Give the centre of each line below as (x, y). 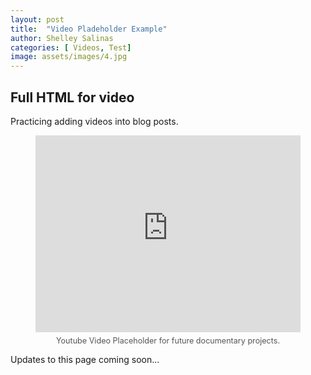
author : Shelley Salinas (62, 38)
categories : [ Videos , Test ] (71, 47)
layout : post (37, 19)
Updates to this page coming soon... (85, 360)
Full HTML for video (72, 97)
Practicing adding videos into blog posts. (94, 121)
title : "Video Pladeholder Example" (89, 29)
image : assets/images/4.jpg (69, 57)
